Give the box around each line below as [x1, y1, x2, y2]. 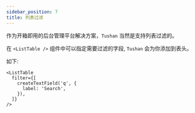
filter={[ [11, 75, 36, 81]
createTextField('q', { [17, 80, 77, 86]
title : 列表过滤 [6, 15, 43, 21]
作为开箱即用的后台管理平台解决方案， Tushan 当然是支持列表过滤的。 [6, 31, 177, 39]
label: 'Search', [22, 85, 66, 91]
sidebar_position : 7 [6, 8, 59, 15]
